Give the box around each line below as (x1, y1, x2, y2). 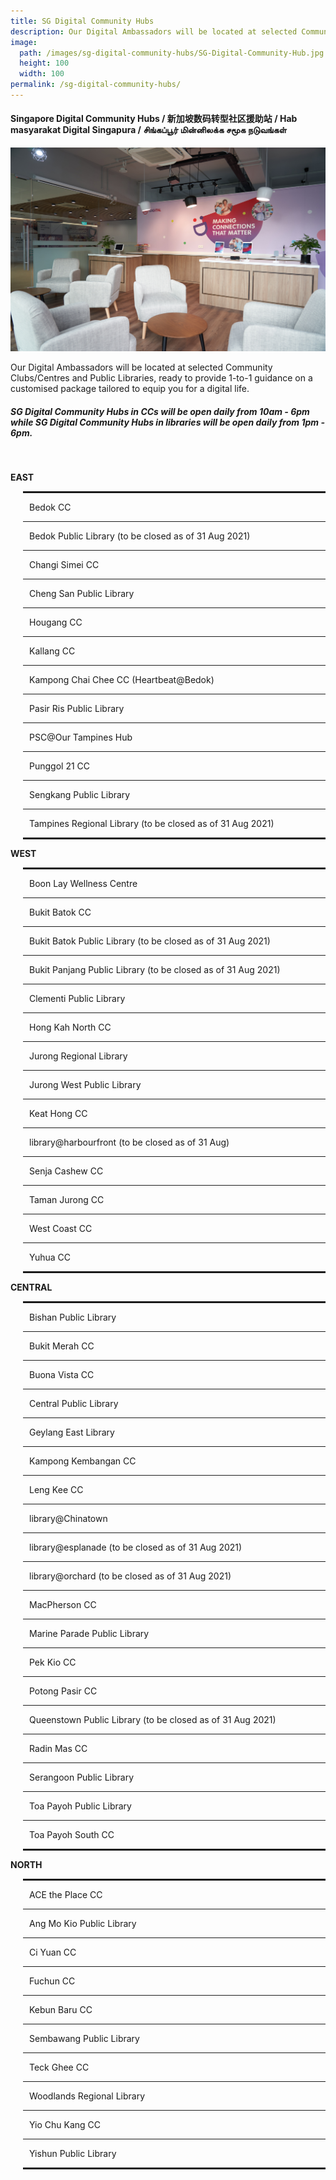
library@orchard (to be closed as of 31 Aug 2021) (29, 1570, 232, 1582)
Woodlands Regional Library (29, 2090, 146, 2102)
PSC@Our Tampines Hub (29, 731, 133, 744)
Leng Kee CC (29, 1484, 84, 1496)
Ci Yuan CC (29, 1946, 77, 1959)
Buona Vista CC (29, 1369, 95, 1381)
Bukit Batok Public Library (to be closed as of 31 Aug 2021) (29, 935, 271, 947)
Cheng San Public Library (29, 588, 135, 600)
